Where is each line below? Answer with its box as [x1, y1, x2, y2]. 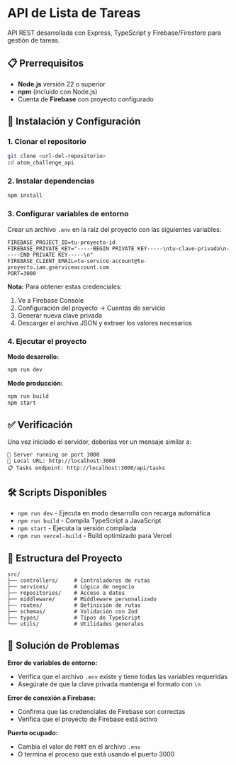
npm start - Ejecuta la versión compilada [17, 524, 137, 532]
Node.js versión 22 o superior [17, 79, 106, 88]
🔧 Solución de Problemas [7, 640, 120, 652]
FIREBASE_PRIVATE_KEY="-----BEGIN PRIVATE [7, 245, 135, 252]
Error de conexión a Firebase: [7, 693, 96, 702]
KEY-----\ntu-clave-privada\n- [137, 245, 230, 252]
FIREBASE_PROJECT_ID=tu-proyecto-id [7, 239, 116, 246]
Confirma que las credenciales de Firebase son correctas [17, 707, 186, 715]
